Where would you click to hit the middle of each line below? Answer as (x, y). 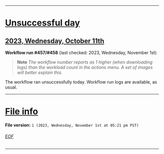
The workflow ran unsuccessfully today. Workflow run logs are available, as (81, 82)
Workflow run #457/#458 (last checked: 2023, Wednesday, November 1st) (81, 53)
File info (21, 112)
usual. (11, 87)
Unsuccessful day (43, 23)
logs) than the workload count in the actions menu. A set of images (85, 67)
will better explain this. (40, 72)
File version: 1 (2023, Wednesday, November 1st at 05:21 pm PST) (72, 125)
